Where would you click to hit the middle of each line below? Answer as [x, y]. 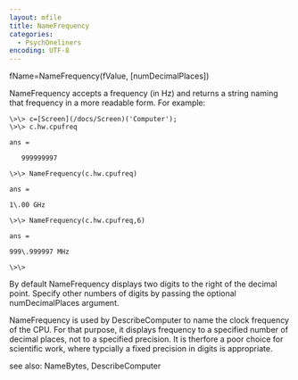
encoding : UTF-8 [39, 51]
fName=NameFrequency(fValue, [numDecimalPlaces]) [109, 76]
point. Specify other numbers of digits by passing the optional [123, 293]
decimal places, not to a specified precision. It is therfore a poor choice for [146, 339]
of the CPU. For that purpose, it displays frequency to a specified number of [149, 330]
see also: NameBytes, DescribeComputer [85, 366]
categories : [31, 34]
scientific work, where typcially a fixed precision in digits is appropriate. [141, 349]
